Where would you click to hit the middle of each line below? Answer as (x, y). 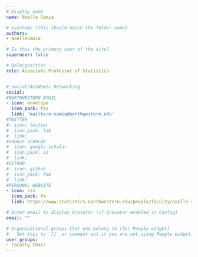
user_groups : (22, 239)
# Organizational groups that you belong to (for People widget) (88, 228)
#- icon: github (26, 169)
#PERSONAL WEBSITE (29, 185)
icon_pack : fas (30, 109)
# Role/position (26, 65)
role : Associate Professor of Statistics (58, 71)
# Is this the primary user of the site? (58, 50)
